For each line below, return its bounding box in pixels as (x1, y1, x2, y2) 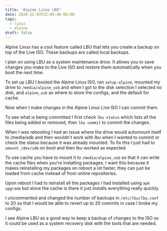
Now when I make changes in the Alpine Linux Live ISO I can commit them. (5, 105, 159, 110)
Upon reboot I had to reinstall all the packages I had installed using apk (5, 180, 150, 186)
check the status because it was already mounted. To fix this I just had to (5, 140, 156, 146)
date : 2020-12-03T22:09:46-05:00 (5, 12, 75, 17)
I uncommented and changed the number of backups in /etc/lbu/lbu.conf (5, 195, 159, 201)
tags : (5, 16, 16, 21)
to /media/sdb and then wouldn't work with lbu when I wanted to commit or (5, 135, 160, 140)
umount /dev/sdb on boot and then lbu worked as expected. (5, 145, 127, 151)
